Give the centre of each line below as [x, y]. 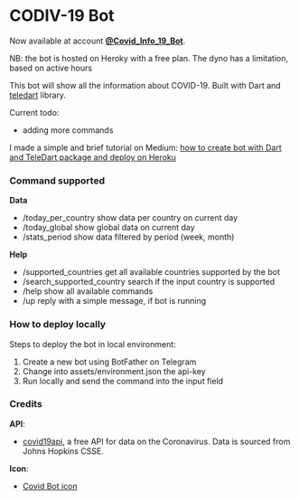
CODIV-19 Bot [62, 16]
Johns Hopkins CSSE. [63, 451]
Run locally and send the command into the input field [123, 381]
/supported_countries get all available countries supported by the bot [151, 272]
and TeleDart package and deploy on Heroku [93, 157]
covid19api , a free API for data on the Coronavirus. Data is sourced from [156, 441]
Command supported [57, 180]
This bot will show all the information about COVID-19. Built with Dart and [145, 85]
